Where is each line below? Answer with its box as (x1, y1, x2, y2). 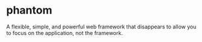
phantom (6, 4, 52, 17)
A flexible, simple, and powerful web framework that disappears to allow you (6, 23, 197, 30)
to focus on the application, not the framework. (6, 29, 123, 36)
